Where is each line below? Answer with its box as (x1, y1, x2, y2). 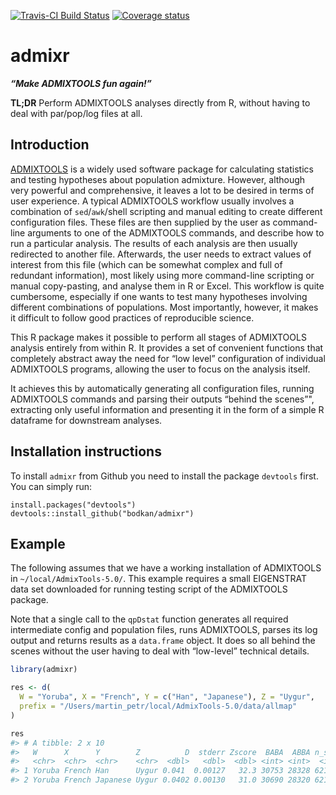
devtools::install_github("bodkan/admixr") (10, 508, 195, 519)
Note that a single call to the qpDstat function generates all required (10, 613, 289, 625)
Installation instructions (10, 443, 162, 460)
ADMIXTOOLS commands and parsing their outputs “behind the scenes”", (10, 393, 315, 405)
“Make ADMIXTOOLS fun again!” (10, 77, 152, 89)
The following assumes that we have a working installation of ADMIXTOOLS (10, 562, 322, 574)
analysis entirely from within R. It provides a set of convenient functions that (10, 341, 324, 354)
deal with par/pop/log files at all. (10, 107, 143, 119)
